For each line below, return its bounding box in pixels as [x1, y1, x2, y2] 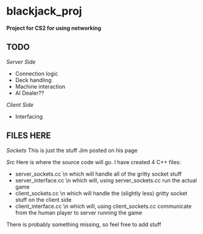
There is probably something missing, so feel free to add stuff [6, 221, 162, 228]
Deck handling [15, 76, 52, 83]
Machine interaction [15, 83, 66, 90]
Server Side [6, 58, 36, 65]
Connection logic [15, 70, 59, 77]
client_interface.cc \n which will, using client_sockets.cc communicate [15, 202, 192, 210]
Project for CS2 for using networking [6, 24, 102, 32]
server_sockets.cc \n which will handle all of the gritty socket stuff [15, 170, 182, 177]
